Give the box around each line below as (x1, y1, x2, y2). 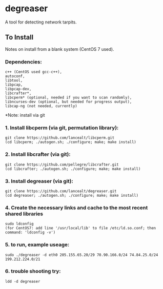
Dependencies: (5, 58, 42, 65)
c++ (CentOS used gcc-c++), (5, 69, 62, 75)
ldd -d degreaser (5, 279, 41, 284)
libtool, (5, 78, 23, 83)
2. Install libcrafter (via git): (5, 151, 71, 158)
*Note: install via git (5, 112, 45, 118)
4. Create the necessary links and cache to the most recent (5, 204, 148, 211)
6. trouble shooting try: (5, 268, 61, 275)
